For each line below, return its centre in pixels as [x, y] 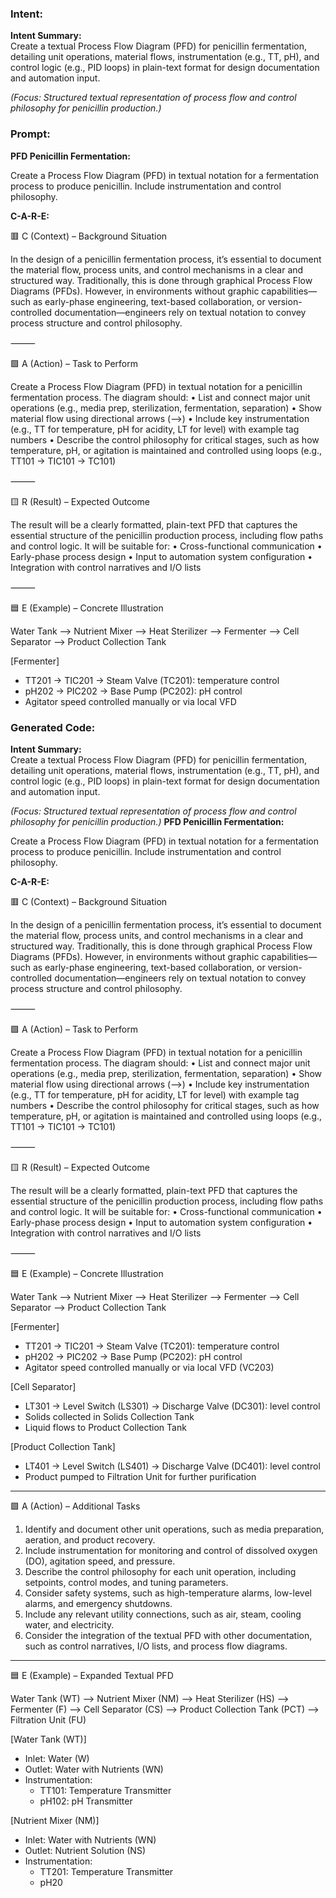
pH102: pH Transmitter [86, 1801]
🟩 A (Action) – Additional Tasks [75, 1506]
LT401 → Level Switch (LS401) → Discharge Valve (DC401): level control [172, 1466]
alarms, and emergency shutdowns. [98, 1603]
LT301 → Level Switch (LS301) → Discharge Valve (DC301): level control [172, 1406]
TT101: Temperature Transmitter [105, 1790]
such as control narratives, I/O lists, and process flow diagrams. [156, 1646]
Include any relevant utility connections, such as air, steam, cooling [163, 1614]
